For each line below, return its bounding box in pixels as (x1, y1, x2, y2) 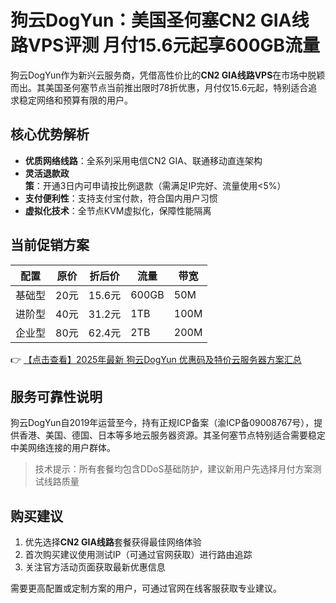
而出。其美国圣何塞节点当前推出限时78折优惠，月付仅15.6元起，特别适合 (10, 81, 309, 93)
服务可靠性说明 (10, 388, 103, 405)
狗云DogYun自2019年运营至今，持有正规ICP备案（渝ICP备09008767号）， (10, 417, 315, 429)
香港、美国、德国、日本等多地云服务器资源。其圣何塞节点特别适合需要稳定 (18, 429, 326, 441)
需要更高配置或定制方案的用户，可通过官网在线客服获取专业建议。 (10, 582, 282, 595)
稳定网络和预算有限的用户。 (18, 94, 133, 106)
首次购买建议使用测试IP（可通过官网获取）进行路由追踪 (24, 549, 253, 561)
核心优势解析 (10, 126, 90, 143)
